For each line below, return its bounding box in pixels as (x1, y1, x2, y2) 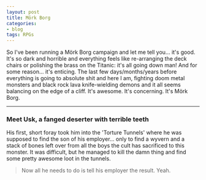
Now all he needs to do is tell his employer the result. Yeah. (21, 167, 171, 174)
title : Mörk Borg (6, 15, 51, 21)
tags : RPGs (6, 32, 34, 38)
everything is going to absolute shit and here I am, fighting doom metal (6, 75, 185, 82)
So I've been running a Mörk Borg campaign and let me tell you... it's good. (6, 48, 196, 56)
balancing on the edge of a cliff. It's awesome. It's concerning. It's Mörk (6, 88, 188, 95)
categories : (6, 20, 37, 26)
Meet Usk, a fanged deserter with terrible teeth (6, 115, 149, 124)
